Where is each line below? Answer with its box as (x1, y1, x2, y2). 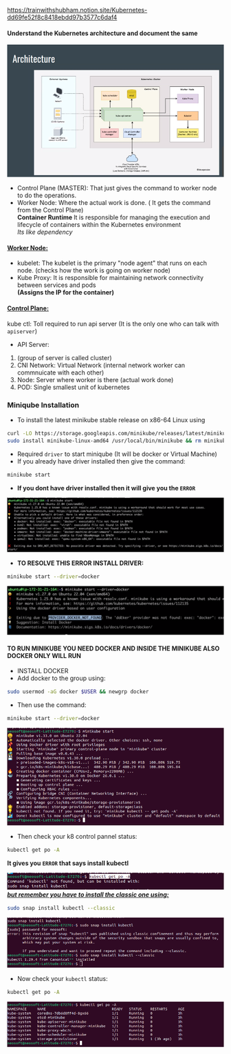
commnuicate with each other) (16, 368, 104, 377)
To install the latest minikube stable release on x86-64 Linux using (16, 415, 206, 424)
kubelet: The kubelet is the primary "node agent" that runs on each (16, 259, 208, 268)
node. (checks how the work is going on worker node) (16, 266, 170, 275)
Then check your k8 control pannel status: (16, 833, 137, 841)
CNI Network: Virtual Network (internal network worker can (16, 361, 186, 369)
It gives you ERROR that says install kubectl (7, 859, 129, 868)
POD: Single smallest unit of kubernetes (16, 383, 131, 391)
